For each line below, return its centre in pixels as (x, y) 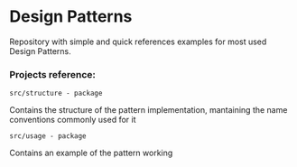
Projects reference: (53, 74)
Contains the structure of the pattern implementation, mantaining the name (148, 110)
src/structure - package (56, 93)
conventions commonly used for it (73, 120)
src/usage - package (48, 136)
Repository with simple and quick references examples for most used (138, 42)
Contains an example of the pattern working (91, 153)
